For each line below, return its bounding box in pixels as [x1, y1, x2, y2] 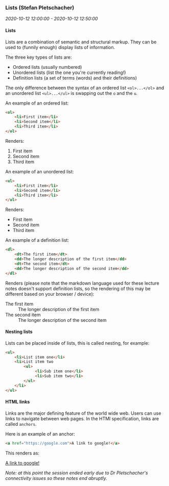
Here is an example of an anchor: [5, 430, 75, 437]
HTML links [5, 399, 30, 405]
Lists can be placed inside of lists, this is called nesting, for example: [5, 340, 150, 346]
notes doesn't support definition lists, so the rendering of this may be [5, 285, 151, 292]
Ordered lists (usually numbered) [12, 64, 82, 70]
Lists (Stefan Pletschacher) [5, 4, 75, 11]
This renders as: [5, 450, 40, 456]
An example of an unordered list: [5, 168, 74, 174]
